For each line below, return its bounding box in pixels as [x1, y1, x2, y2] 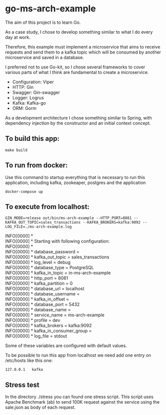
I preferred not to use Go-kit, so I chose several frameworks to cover [5, 64, 145, 70]
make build [5, 147, 28, 153]
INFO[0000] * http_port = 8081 [5, 275, 68, 281]
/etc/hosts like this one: [5, 357, 53, 363]
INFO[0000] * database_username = [5, 291, 80, 297]
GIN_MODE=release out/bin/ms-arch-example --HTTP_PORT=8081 [5, 216, 132, 221]
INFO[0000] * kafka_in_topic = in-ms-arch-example [5, 270, 111, 276]
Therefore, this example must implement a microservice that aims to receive [5, 44, 161, 50]
